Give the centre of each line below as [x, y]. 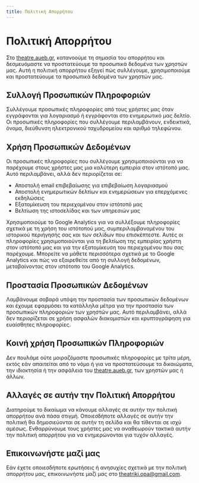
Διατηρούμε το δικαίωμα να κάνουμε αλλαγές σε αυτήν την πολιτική [92, 409]
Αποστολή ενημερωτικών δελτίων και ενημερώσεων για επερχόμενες [101, 192]
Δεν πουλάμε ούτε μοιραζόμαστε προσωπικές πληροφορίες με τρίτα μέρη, [99, 358]
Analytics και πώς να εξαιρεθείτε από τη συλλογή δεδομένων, [83, 260]
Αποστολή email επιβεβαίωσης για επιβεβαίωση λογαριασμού [91, 185]
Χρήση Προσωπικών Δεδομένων [69, 147]
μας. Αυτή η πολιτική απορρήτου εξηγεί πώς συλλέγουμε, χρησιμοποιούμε [99, 70]
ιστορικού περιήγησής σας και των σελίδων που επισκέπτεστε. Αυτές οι [95, 235]
